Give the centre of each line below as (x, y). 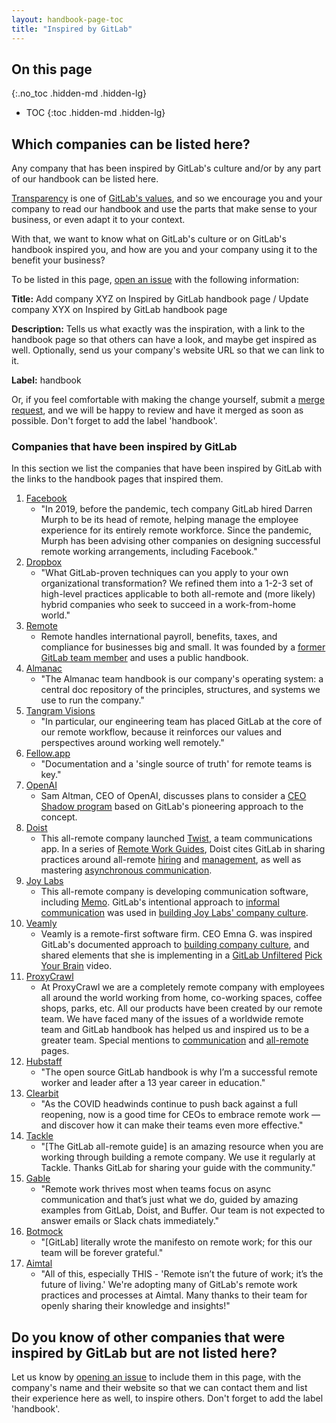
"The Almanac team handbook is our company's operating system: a (182, 679)
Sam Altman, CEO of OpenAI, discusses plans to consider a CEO (173, 796)
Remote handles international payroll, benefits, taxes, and (159, 637)
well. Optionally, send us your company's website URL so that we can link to (168, 350)
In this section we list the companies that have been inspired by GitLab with (167, 468)
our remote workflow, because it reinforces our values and (161, 732)
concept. (59, 817)
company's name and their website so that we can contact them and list (159, 1388)
